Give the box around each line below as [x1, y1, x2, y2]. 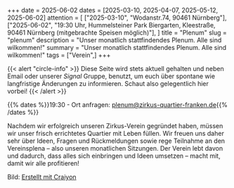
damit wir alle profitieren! [7, 159, 79, 168]
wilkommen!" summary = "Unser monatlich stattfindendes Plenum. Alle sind [7, 44, 227, 51]
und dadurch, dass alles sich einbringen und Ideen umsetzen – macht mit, [7, 151, 221, 160]
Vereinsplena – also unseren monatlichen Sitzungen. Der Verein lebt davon [7, 144, 223, 152]
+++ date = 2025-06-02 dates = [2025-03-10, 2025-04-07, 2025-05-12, [7, 6, 219, 14]
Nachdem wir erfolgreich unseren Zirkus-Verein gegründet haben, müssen [7, 122, 223, 130]
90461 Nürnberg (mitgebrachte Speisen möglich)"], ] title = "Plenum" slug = [7, 28, 227, 37]
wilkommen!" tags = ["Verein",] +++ [7, 51, 111, 59]
